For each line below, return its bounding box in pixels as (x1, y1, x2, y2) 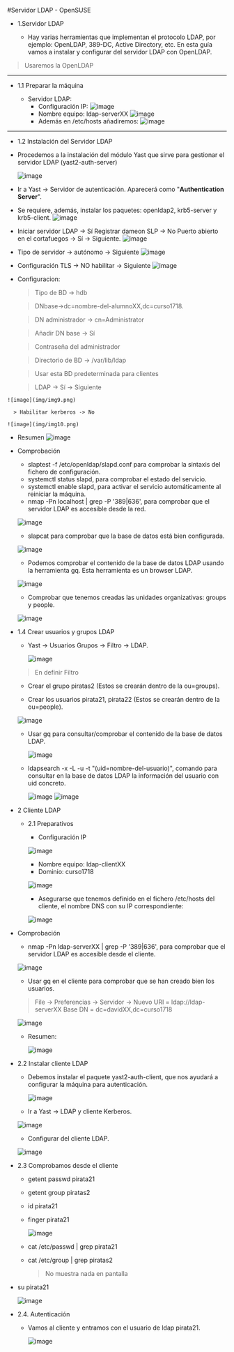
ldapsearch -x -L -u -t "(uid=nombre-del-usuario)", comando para (27, 764, 217, 772)
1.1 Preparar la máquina (17, 82, 84, 89)
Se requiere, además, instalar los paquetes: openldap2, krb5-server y (17, 206, 217, 214)
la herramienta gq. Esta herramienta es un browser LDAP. (27, 566, 193, 574)
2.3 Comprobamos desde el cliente (17, 1162, 118, 1169)
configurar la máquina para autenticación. (27, 1081, 148, 1088)
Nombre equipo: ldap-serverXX (38, 110, 129, 118)
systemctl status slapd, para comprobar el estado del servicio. (27, 475, 207, 483)
